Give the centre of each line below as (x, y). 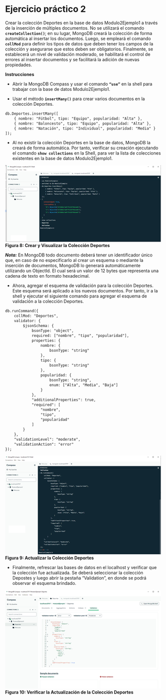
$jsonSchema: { (39, 326)
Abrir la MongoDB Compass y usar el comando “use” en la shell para (82, 84)
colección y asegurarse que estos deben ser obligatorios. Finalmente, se (79, 49)
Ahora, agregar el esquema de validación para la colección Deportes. (83, 286)
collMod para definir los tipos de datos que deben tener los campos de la (79, 43)
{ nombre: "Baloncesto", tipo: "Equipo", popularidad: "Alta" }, (83, 124)
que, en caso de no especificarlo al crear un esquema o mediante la (74, 260)
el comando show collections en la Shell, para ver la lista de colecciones (86, 153)
